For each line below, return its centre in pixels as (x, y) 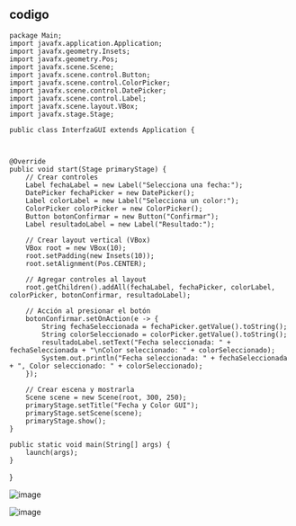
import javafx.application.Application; (86, 43)
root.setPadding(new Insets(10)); (90, 255)
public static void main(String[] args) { (90, 444)
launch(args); (52, 452)
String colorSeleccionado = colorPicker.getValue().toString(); (165, 334)
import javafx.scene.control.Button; (80, 75)
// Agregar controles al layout (86, 279)
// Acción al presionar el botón (88, 311)
